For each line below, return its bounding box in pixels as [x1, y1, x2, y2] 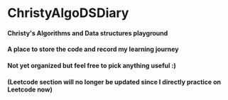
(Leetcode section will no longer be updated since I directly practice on [7, 77, 222, 86]
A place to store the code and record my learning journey [7, 45, 179, 54]
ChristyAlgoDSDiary [7, 5, 129, 21]
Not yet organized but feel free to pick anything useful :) [7, 61, 176, 70]
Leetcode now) [7, 85, 53, 94]
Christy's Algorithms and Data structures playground [7, 28, 168, 37]
